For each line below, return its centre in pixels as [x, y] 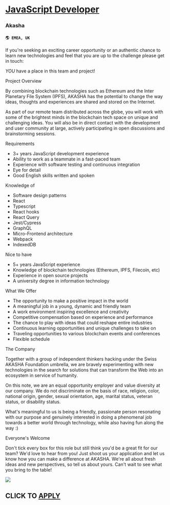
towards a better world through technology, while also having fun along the [84, 423]
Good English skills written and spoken [54, 175]
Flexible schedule [31, 339]
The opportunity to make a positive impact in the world [70, 301]
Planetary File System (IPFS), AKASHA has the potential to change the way [84, 97]
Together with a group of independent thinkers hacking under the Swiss [81, 359]
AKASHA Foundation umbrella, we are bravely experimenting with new [79, 365]
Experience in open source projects [50, 276]
